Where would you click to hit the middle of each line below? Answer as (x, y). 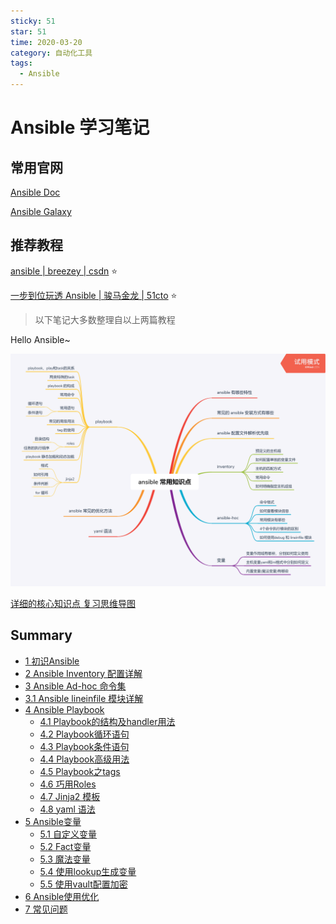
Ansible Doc (35, 192)
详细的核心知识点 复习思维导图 (73, 603)
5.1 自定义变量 (68, 834)
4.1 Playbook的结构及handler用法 (107, 721)
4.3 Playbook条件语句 (84, 746)
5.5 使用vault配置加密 (83, 884)
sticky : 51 (33, 21)
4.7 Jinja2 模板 (70, 796)
